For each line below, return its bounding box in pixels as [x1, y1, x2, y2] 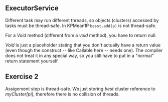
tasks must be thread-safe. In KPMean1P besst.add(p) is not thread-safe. [5, 22, 156, 28]
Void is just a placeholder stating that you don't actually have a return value [5, 42, 161, 48]
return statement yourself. [5, 57, 59, 64]
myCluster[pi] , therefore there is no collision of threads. [5, 91, 120, 97]
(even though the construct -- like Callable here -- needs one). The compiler [5, 47, 163, 53]
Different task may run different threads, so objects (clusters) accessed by [5, 17, 159, 23]
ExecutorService [5, 4, 59, 12]
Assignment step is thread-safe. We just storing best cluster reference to [5, 85, 155, 91]
